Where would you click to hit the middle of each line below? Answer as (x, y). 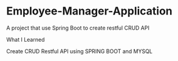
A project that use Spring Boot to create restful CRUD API (78, 28)
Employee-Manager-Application (90, 11)
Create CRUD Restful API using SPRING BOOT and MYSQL (80, 51)
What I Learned (26, 39)
